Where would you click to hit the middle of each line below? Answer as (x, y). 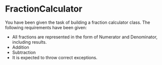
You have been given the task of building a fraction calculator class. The (78, 22)
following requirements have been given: (46, 27)
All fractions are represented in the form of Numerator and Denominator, (85, 37)
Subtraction (24, 52)
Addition (20, 47)
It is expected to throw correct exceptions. (55, 57)
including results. (30, 42)
